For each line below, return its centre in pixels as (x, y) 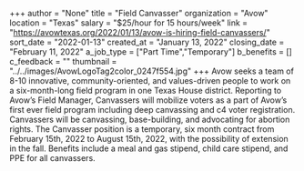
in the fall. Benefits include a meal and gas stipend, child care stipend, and (149, 148)
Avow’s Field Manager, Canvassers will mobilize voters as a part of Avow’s (148, 100)
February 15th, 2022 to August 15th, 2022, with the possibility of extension (149, 139)
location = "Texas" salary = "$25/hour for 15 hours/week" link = (129, 23)
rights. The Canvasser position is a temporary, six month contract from (142, 129)
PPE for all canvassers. (52, 158)
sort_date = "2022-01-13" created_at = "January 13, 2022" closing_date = (147, 42)
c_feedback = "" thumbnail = (63, 61)
